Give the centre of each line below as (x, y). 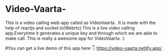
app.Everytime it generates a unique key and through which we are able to (81, 33)
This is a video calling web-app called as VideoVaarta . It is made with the (81, 23)
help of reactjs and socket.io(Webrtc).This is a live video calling (70, 28)
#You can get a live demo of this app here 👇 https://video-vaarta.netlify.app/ (83, 48)
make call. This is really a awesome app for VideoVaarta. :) (65, 38)
